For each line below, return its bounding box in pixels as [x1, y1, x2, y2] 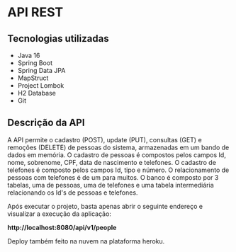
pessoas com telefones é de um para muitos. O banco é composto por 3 [7, 173, 219, 181]
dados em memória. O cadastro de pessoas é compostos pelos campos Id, [7, 150, 227, 159]
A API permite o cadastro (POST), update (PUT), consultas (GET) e [7, 135, 202, 144]
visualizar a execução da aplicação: [7, 210, 112, 218]
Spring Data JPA [17, 67, 66, 74]
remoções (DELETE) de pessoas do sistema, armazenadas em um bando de [7, 143, 230, 151]
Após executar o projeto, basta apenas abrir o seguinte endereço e [7, 202, 203, 210]
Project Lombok [17, 81, 64, 89]
